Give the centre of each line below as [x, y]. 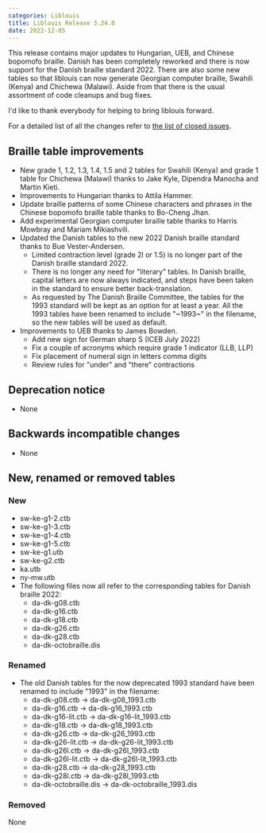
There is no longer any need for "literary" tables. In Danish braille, [139, 272]
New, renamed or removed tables [92, 478]
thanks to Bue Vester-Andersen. [72, 247]
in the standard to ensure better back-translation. [112, 289]
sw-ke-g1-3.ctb [45, 527]
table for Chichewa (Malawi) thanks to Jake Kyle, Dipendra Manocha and [139, 179]
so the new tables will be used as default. [99, 322]
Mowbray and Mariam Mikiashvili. [74, 230]
